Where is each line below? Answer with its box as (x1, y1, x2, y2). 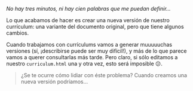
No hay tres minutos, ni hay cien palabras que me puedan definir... (6, 5, 171, 12)
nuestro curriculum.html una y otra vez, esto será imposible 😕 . (6, 60, 163, 67)
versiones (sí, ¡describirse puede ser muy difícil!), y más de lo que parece (6, 47, 187, 54)
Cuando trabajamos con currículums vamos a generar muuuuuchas (6, 41, 172, 48)
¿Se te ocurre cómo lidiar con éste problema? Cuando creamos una (20, 72, 187, 78)
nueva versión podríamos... (20, 78, 88, 85)
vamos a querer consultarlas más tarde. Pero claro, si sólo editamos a (6, 54, 178, 60)
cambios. (6, 29, 29, 37)
